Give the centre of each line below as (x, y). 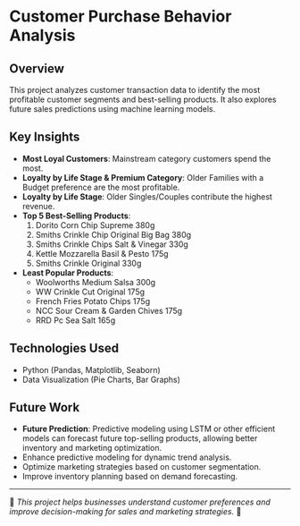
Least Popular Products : (68, 272)
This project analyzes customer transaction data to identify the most (135, 90)
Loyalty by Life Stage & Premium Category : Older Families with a (143, 177)
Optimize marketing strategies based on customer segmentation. (142, 467)
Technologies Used (64, 348)
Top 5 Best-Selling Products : (76, 216)
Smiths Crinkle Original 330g (88, 263)
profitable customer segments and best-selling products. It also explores (143, 99)
